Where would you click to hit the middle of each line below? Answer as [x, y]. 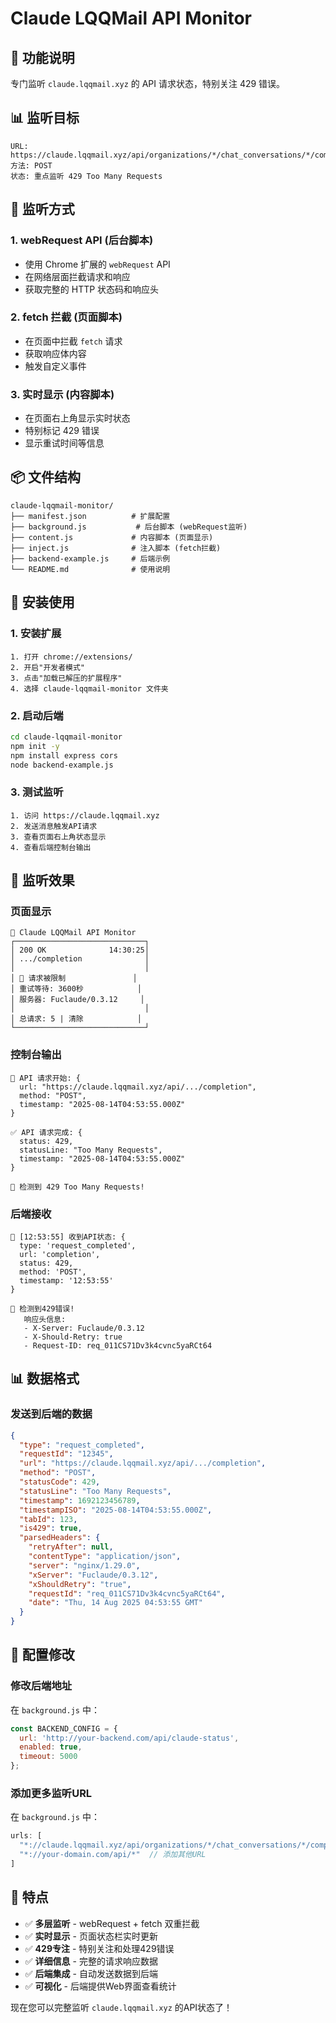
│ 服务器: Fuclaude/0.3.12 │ [77, 1000]
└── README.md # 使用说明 [90, 569]
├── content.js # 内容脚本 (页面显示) [112, 537]
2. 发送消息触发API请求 [54, 826]
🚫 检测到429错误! [42, 1308]
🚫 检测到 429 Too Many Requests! [77, 1187]
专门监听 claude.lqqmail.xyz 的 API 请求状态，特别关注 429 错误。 [148, 83]
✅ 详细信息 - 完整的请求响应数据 [91, 1961]
